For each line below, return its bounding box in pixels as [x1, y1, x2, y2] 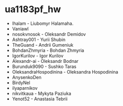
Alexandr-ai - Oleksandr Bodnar [12, 58, 79, 64]
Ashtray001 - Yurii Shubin [12, 37, 66, 43]
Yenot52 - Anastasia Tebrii [12, 95, 68, 102]
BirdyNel [12, 80, 31, 86]
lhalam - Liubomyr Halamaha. [12, 20, 74, 26]
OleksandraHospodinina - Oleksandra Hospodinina [12, 68, 118, 75]
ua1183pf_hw [5, 4, 61, 15]
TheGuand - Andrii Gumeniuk [12, 42, 74, 48]
